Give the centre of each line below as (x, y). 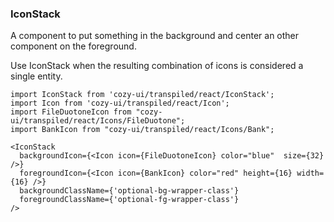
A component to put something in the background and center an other (155, 36)
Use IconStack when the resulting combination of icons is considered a (157, 66)
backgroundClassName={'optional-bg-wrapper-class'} (129, 191)
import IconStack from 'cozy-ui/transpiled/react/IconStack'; (142, 95)
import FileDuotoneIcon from (71, 112)
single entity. (36, 76)
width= (310, 173)
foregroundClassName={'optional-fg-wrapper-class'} (129, 200)
